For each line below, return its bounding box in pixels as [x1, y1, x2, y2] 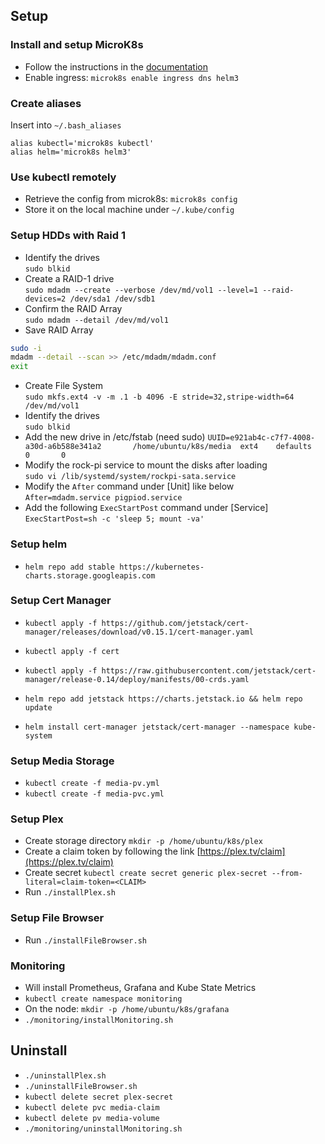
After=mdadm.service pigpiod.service [24, 493, 183, 503]
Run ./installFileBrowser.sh [24, 934, 147, 946]
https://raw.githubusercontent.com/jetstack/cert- [101, 665, 317, 676]
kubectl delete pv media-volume [24, 1113, 160, 1123]
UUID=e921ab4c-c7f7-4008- [207, 433, 316, 443]
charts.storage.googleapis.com [24, 570, 156, 581]
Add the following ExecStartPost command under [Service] [24, 502, 269, 514]
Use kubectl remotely [10, 170, 117, 184]
